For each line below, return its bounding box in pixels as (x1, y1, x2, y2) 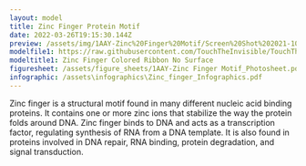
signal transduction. (9, 146, 84, 157)
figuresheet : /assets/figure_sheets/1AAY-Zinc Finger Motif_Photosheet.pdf (9, 65, 303, 74)
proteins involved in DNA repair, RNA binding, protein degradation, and (9, 136, 275, 147)
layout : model (9, 13, 64, 23)
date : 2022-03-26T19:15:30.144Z (9, 30, 132, 39)
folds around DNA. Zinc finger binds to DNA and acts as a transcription (9, 117, 276, 128)
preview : (9, 38, 43, 48)
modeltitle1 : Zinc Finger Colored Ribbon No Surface (9, 56, 214, 65)
